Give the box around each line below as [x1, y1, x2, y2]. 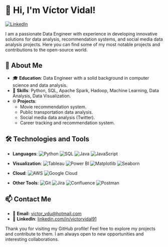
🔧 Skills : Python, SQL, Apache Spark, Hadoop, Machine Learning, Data [12, 87, 159, 93]
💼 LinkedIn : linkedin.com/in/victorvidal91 [12, 216, 97, 222]
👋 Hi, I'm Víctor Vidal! [5, 5, 96, 16]
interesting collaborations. [5, 236, 59, 242]
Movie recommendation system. [20, 104, 87, 110]
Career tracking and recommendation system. [20, 120, 115, 126]
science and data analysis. [12, 82, 68, 88]
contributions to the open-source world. [5, 47, 88, 53]
